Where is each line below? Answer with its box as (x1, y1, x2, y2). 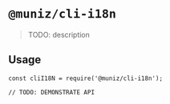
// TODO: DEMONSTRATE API (8, 88, 95, 96)
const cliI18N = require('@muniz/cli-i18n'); (8, 74, 163, 82)
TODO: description (27, 30, 91, 39)
